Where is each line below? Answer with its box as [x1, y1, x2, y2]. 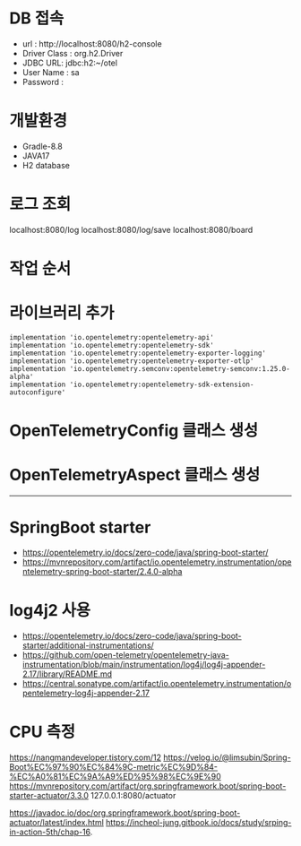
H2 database [21, 160, 70, 170]
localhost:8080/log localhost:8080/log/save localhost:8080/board [9, 224, 254, 235]
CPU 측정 [9, 722, 76, 742]
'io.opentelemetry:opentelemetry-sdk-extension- [69, 380, 254, 389]
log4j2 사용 [9, 600, 91, 621]
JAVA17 [21, 150, 50, 161]
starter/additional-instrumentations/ [21, 640, 154, 651]
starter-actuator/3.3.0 [9, 790, 90, 800]
